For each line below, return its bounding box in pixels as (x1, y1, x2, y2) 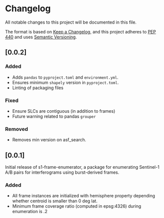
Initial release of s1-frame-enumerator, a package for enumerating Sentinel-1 (5, 164, 160, 170)
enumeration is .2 (12, 209, 47, 215)
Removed (5, 125, 28, 132)
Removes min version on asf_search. (12, 137, 87, 143)
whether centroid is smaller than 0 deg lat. (12, 198, 98, 204)
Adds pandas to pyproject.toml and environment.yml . (12, 74, 118, 80)
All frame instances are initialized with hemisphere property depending (12, 193, 155, 199)
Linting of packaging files (12, 85, 64, 91)
